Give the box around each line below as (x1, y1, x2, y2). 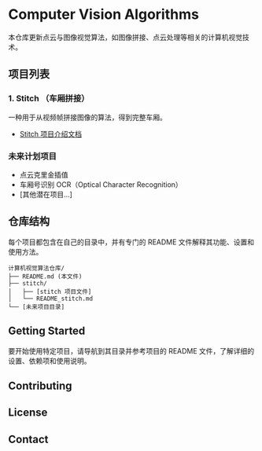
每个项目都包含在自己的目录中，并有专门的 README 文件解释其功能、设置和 (8, 237, 255, 247)
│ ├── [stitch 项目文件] (8, 288, 92, 295)
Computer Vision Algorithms (8, 5, 199, 24)
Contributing (8, 379, 72, 392)
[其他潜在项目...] (19, 189, 73, 199)
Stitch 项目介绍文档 (19, 129, 83, 138)
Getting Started (8, 324, 86, 338)
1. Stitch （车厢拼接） (8, 93, 90, 104)
